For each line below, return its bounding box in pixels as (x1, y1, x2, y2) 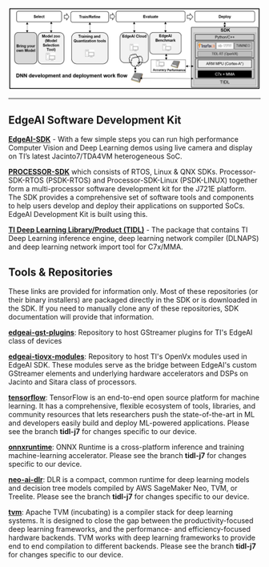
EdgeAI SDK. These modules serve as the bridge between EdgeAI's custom (8, 360, 258, 369)
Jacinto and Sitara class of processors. (8, 377, 138, 387)
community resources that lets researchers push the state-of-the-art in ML (8, 410, 255, 419)
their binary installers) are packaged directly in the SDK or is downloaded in (8, 296, 258, 304)
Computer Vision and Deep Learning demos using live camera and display (8, 143, 253, 153)
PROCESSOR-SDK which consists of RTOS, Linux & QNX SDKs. (8, 167, 218, 177)
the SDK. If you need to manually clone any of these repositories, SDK (8, 304, 239, 313)
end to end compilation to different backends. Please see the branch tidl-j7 (8, 541, 256, 551)
